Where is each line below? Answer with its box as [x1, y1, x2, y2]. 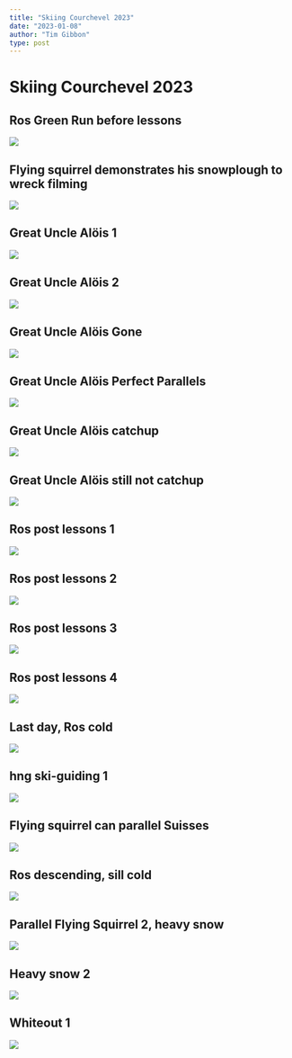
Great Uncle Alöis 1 [9, 226, 118, 241]
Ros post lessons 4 [9, 669, 119, 685]
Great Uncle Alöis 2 [9, 275, 119, 291]
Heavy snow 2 [9, 966, 91, 982]
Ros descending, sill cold [9, 867, 153, 883]
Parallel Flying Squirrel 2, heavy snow [9, 917, 225, 932]
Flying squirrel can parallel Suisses [9, 818, 209, 833]
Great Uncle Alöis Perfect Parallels [9, 373, 207, 389]
